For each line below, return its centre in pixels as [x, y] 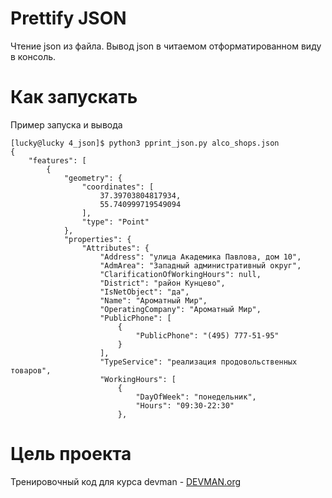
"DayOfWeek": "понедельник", [196, 397]
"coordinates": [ [118, 187]
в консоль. [33, 56]
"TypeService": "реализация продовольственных [198, 362]
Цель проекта [71, 454]
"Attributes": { [115, 248]
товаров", [31, 370]
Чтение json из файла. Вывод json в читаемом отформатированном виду [166, 46]
